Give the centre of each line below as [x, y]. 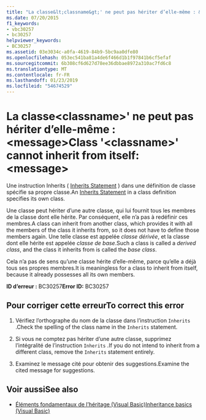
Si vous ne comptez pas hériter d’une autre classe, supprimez [93, 338]
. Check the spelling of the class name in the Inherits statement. [96, 327]
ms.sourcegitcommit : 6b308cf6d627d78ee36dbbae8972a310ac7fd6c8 [89, 63]
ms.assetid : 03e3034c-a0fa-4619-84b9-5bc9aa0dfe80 [72, 52]
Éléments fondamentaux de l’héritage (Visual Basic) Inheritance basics [103, 404]
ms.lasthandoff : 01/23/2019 [42, 80]
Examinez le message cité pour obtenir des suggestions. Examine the [102, 364]
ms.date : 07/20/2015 [33, 18]
